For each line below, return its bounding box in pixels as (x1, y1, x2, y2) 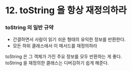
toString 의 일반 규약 (5, 24, 54, 31)
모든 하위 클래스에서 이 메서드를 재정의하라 (12, 43, 98, 49)
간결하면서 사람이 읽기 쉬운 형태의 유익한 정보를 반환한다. (12, 37, 126, 43)
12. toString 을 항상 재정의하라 (5, 5, 127, 16)
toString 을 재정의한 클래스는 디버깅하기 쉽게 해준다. (5, 60, 109, 66)
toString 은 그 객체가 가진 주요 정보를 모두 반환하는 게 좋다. (5, 54, 122, 60)
